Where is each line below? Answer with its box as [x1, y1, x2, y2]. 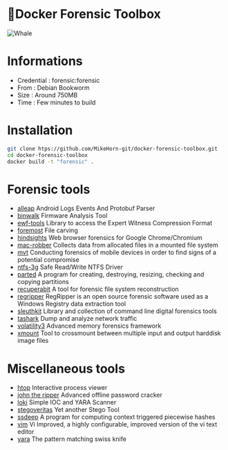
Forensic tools [7, 181, 91, 197]
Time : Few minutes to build [17, 98, 96, 106]
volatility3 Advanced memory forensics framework [17, 321, 162, 330]
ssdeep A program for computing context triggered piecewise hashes [17, 413, 216, 421]
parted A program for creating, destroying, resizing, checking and [17, 270, 205, 279]
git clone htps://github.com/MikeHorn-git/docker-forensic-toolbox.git [7, 145, 218, 152]
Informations [7, 53, 83, 69]
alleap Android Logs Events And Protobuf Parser [17, 204, 155, 213]
